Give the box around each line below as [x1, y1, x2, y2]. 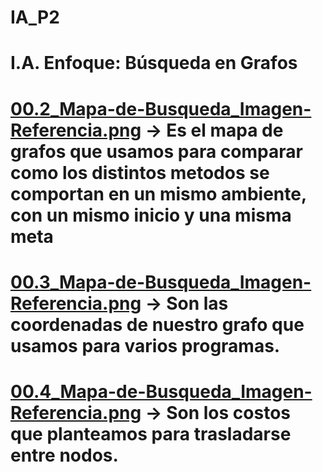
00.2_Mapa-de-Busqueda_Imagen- [10, 97, 312, 120]
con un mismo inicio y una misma [10, 204, 292, 226]
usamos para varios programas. [10, 334, 281, 357]
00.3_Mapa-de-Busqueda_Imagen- [10, 271, 312, 293]
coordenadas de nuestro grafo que [10, 313, 305, 336]
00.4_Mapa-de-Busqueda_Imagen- [10, 380, 313, 403]
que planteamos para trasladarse [10, 422, 292, 445]
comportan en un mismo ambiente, [10, 182, 307, 205]
